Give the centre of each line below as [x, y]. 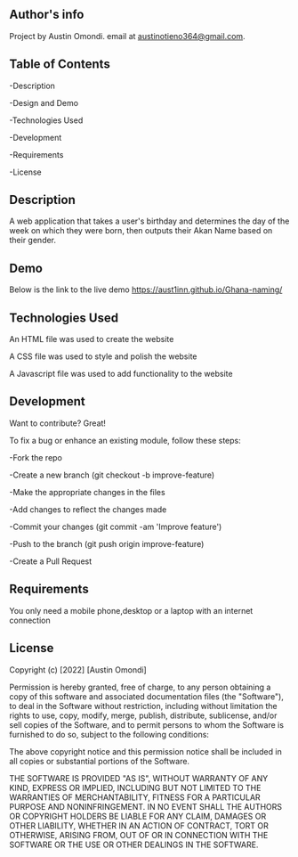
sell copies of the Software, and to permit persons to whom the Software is [147, 724]
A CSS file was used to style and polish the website [103, 356]
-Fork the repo [36, 457]
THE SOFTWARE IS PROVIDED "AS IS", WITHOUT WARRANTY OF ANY [139, 778]
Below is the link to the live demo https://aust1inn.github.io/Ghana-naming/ [146, 290]
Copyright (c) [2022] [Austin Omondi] [78, 669]
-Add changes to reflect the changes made [88, 509]
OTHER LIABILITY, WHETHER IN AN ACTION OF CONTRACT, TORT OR [139, 825]
